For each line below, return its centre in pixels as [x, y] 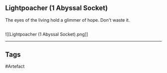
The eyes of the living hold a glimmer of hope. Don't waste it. [68, 20]
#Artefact [15, 67]
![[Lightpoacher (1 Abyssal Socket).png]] [47, 35]
